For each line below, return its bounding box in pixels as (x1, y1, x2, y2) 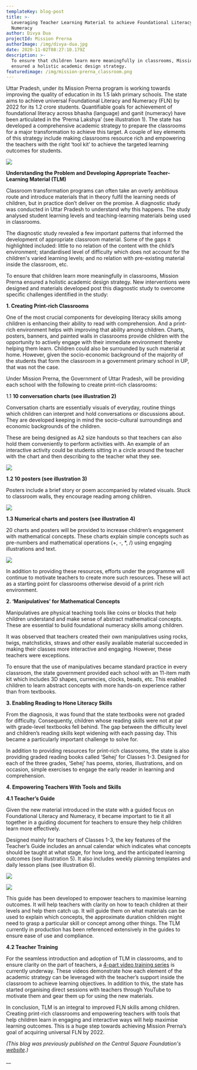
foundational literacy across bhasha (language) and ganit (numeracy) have (6, 110, 186, 117)
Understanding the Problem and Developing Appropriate (6, 170, 147, 177)
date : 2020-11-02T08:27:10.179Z (6, 47, 85, 53)
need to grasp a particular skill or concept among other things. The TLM (6, 920, 181, 927)
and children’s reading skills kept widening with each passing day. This (6, 729, 177, 737)
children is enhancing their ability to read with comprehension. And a (6, 320, 172, 327)
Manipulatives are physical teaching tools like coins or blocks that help (6, 609, 177, 617)
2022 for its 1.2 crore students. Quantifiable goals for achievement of (6, 103, 173, 110)
